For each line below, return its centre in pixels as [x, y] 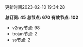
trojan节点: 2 [25, 34]
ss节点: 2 [21, 40]
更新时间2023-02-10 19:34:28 [35, 7]
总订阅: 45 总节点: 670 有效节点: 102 [42, 17]
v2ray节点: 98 [26, 28]
